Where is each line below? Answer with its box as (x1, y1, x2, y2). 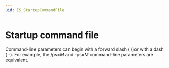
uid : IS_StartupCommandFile (5, 7, 65, 13)
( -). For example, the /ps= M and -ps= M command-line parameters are (5, 51, 153, 57)
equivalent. (5, 57, 29, 63)
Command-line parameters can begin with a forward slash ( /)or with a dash (5, 46, 164, 52)
